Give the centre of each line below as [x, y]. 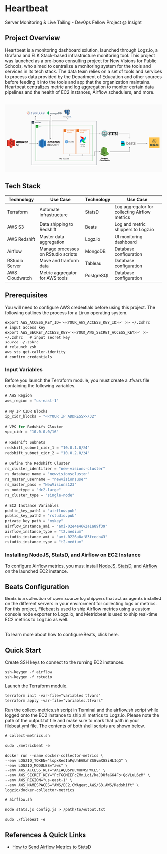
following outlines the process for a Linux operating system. [66, 312]
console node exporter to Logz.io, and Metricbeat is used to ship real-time [81, 614]
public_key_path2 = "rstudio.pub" [41, 516]
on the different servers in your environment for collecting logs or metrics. [81, 604]
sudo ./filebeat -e [25, 820]
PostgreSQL [98, 275]
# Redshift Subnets [25, 442]
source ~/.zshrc [22, 342]
